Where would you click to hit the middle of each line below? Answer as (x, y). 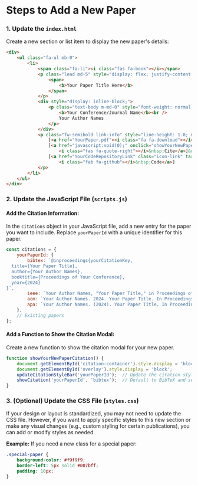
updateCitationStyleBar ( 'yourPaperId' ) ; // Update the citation (99, 375)
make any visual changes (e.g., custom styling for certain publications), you (98, 426)
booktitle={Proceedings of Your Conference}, (68, 277)
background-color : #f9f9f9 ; (51, 460)
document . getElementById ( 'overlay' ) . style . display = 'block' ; (95, 369)
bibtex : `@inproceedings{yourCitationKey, (80, 261)
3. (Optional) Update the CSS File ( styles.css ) (72, 401)
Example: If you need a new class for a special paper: (72, 444)
